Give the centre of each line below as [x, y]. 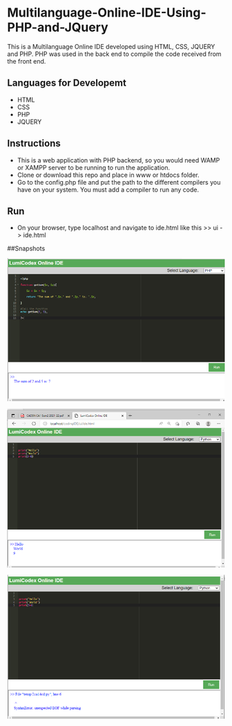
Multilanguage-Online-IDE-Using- [107, 13]
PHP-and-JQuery [58, 27]
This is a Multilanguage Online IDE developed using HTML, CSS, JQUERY [111, 46]
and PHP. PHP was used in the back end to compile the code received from [115, 54]
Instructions [34, 143]
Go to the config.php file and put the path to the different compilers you [119, 182]
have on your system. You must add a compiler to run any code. [108, 189]
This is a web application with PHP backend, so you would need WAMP [118, 160]
